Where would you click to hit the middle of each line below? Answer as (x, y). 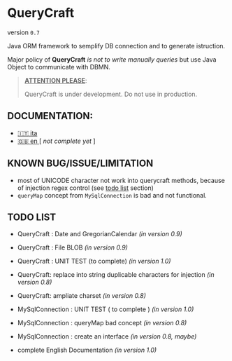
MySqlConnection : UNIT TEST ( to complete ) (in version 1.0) (106, 309)
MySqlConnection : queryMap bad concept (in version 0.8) (102, 323)
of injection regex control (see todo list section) (85, 188)
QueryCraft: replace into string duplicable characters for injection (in (116, 275)
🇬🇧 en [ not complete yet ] (56, 141)
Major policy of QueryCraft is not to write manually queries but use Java (112, 59)
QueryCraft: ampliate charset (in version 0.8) (82, 296)
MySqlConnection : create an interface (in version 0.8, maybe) (107, 336)
